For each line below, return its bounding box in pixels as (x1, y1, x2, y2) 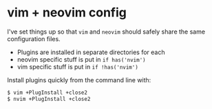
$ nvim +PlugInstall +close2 (7, 95, 91, 102)
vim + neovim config (7, 5, 127, 21)
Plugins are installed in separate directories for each (17, 48, 165, 56)
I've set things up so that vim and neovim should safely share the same (7, 27, 205, 36)
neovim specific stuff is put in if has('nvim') (17, 55, 146, 63)
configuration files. (7, 34, 61, 43)
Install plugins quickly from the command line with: (7, 75, 151, 84)
